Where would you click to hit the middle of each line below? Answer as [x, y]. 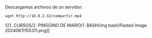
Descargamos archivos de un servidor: [44, 7]
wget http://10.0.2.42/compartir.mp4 [43, 16]
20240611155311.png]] [27, 30]
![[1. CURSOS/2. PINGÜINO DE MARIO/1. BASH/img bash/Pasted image [76, 25]
